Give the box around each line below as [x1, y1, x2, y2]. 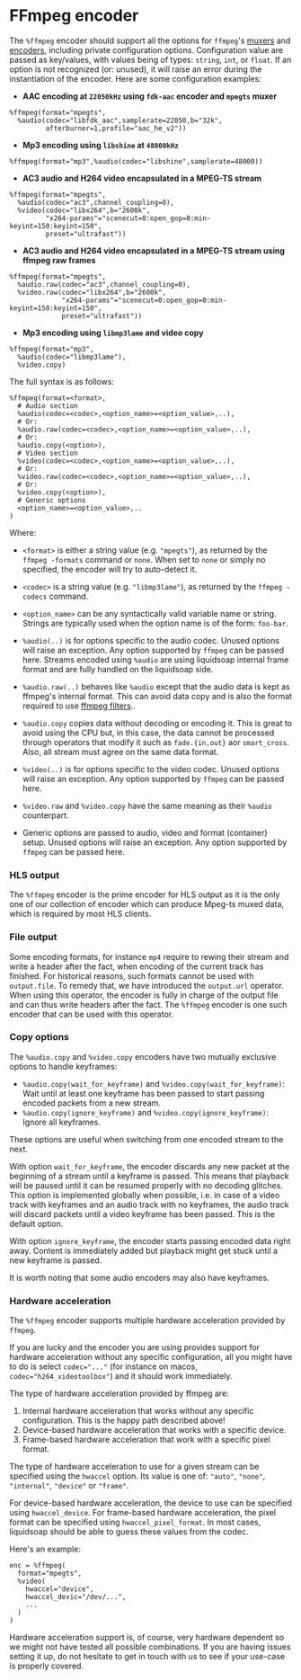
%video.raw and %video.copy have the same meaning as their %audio [22, 800, 272, 811]
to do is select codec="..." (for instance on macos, [9, 1361, 198, 1372]
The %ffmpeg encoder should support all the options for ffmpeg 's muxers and [9, 35, 291, 46]
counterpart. [22, 810, 69, 821]
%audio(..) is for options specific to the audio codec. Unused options [22, 635, 280, 645]
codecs [22, 592, 48, 601]
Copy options [9, 1031, 70, 1044]
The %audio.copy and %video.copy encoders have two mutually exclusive [9, 1051, 277, 1062]
